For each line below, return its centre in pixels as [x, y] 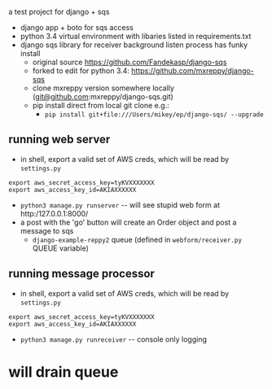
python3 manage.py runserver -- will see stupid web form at [120, 205]
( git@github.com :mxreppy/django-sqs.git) [103, 96]
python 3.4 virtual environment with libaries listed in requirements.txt [136, 36]
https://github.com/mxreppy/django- [193, 71]
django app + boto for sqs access [77, 27]
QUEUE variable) [61, 248]
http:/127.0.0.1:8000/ [54, 213]
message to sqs [47, 230]
